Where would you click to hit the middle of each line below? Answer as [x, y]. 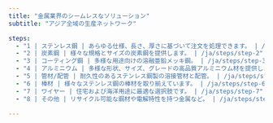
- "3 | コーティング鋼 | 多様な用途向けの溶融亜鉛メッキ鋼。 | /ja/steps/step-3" [143, 61]
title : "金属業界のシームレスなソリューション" [79, 16]
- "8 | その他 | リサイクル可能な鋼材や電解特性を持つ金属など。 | [116, 99]
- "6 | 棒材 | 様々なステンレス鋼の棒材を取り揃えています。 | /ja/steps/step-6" [143, 83]
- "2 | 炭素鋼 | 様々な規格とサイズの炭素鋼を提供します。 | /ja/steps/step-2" [140, 54]
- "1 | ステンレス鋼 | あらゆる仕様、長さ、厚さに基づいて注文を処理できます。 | [137, 46]
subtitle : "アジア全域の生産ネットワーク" [72, 24]
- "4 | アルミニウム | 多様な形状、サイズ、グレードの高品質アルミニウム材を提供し [140, 69]
